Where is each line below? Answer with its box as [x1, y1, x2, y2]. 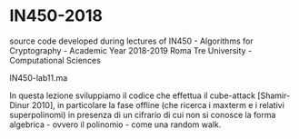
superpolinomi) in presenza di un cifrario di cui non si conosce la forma [9, 109, 276, 120]
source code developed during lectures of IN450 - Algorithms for [9, 35, 254, 46]
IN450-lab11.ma [9, 72, 68, 83]
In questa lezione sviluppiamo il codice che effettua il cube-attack [9, 90, 256, 101]
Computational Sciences [9, 55, 102, 65]
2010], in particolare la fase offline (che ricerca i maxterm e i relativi [31, 99, 284, 110]
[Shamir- [257, 90, 291, 101]
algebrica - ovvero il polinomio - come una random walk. [9, 119, 222, 130]
